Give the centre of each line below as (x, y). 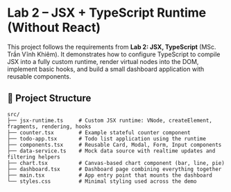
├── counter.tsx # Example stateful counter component (99, 133)
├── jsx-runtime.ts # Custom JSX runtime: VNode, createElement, (110, 120)
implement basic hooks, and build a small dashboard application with (106, 69)
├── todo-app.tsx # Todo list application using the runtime (107, 138)
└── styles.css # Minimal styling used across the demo (102, 181)
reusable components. (39, 76)
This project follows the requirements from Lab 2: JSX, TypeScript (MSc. (112, 47)
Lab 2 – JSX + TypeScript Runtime (107, 13)
